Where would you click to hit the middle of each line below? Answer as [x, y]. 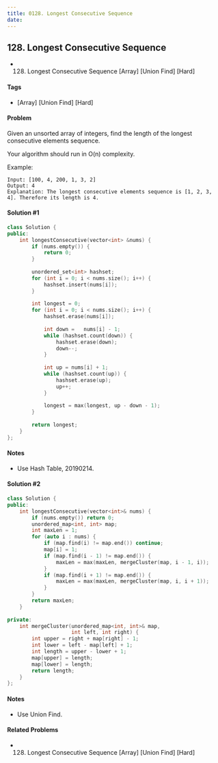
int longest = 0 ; [56, 304]
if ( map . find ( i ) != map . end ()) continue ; [104, 543]
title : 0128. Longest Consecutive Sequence [70, 13]
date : [15, 20]
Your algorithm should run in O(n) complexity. [71, 154]
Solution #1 [23, 213]
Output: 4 [21, 186]
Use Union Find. [40, 714]
